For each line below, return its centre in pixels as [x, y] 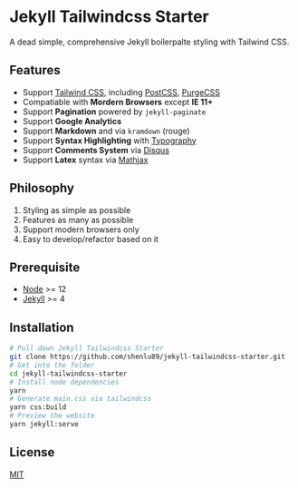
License [32, 452]
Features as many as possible [78, 220]
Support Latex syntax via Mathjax [85, 160]
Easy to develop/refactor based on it [90, 239]
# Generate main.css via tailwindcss [81, 399]
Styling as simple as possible [77, 210]
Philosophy [42, 188]
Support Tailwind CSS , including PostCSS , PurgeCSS [121, 92]
